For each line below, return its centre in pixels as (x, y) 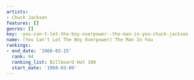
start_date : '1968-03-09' (45, 68)
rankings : (19, 46)
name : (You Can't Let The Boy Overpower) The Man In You (80, 40)
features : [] (23, 23)
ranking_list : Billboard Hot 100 (54, 62)
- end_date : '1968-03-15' (39, 51)
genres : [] (20, 29)
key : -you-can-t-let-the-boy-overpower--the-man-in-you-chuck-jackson (97, 34)
